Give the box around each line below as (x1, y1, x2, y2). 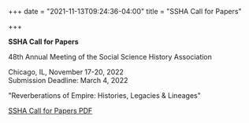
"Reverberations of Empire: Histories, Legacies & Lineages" (8, 91, 201, 100)
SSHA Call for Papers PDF (8, 106, 93, 115)
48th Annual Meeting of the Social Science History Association (8, 52, 213, 61)
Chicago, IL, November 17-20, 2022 (8, 67, 124, 77)
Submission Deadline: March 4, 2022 (8, 76, 128, 85)
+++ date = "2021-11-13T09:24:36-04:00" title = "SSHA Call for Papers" (8, 7, 242, 16)
